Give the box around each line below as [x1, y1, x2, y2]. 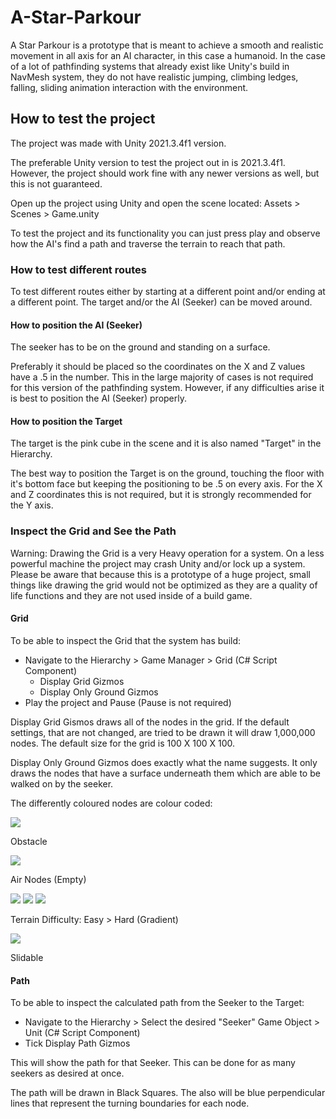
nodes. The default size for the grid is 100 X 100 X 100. [10, 737, 236, 749]
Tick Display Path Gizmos [24, 1037, 131, 1050]
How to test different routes [10, 262, 147, 276]
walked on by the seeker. [10, 777, 114, 790]
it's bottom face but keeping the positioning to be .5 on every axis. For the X [10, 478, 323, 490]
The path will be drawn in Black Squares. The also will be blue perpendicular [10, 1087, 326, 1099]
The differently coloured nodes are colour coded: [10, 797, 213, 809]
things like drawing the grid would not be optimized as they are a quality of [10, 579, 318, 591]
